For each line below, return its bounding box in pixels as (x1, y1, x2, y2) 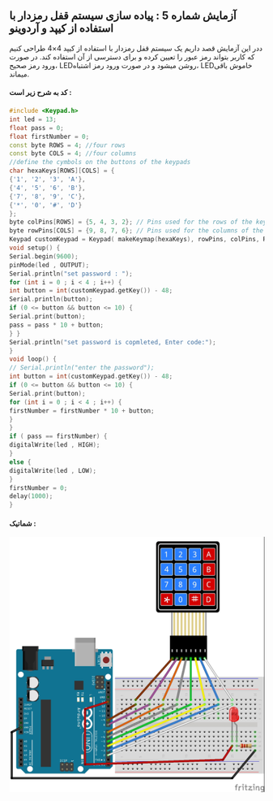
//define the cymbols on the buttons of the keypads (9, 158, 191, 167)
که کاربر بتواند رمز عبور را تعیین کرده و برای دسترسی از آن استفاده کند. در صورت (9, 51, 255, 62)
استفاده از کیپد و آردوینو (9, 22, 114, 36)
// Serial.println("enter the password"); (9, 364, 155, 372)
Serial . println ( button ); (9, 295, 93, 304)
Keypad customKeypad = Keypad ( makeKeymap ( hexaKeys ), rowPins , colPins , (9, 236, 260, 244)
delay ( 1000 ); (9, 492, 53, 500)
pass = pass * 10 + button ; (9, 321, 105, 329)
